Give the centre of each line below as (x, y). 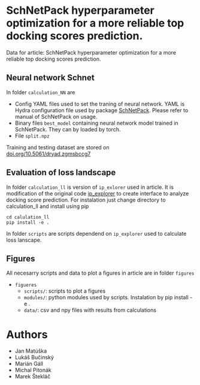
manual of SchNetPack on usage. (56, 116)
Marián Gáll (29, 364)
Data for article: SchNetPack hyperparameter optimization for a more (91, 52)
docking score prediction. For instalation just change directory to (86, 200)
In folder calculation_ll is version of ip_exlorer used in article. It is (90, 187)
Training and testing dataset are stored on (58, 147)
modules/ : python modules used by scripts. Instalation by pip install (106, 297)
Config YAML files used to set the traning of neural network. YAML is (100, 104)
